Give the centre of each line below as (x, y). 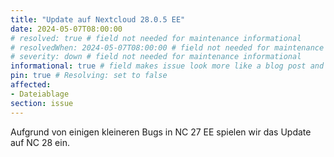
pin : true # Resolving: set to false (89, 76)
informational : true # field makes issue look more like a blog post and (167, 66)
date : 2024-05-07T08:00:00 (66, 29)
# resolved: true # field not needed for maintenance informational (156, 38)
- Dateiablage (40, 94)
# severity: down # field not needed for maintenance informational (156, 57)
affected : (31, 85)
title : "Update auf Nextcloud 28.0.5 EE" (98, 19)
